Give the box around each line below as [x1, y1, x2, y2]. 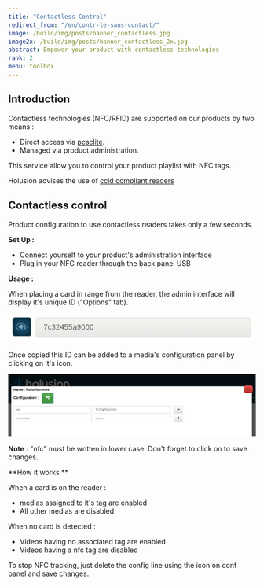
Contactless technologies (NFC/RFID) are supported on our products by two [8, 113, 255, 123]
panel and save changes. [8, 569, 90, 578]
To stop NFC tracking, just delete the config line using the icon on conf [8, 560, 237, 569]
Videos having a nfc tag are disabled [19, 545, 139, 555]
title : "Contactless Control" [8, 13, 108, 20]
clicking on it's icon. [8, 358, 73, 367]
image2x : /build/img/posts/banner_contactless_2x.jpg [8, 38, 189, 46]
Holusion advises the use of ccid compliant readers [8, 175, 174, 185]
